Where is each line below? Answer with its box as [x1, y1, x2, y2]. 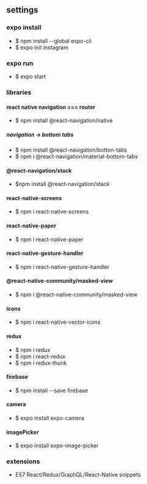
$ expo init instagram [15, 43, 69, 51]
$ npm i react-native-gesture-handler [15, 263, 110, 270]
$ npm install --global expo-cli [15, 37, 91, 45]
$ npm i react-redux [15, 352, 66, 360]
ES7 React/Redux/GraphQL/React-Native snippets [15, 471, 142, 478]
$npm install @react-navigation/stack [15, 181, 110, 188]
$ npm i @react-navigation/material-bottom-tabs [15, 153, 138, 160]
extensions [6, 457, 40, 466]
